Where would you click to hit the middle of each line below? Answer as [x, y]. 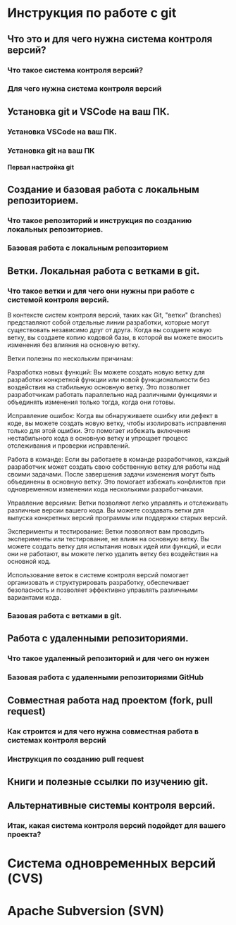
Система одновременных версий [112, 863]
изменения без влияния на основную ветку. [74, 345]
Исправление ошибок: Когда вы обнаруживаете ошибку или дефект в [113, 416]
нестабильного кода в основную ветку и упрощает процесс [98, 439]
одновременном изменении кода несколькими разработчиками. [106, 489]
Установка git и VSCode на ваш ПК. [89, 112]
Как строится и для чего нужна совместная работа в [103, 731]
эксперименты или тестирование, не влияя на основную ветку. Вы [108, 539]
